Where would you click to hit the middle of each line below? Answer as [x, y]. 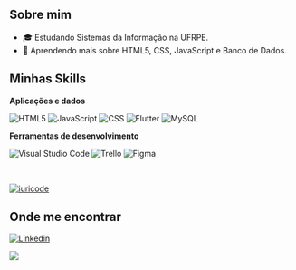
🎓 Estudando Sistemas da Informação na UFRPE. [115, 37]
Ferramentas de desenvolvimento [74, 136]
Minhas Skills [48, 79]
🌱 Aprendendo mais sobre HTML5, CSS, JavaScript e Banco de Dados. [154, 50]
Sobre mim [41, 15]
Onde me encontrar [66, 217]
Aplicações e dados [48, 101]
